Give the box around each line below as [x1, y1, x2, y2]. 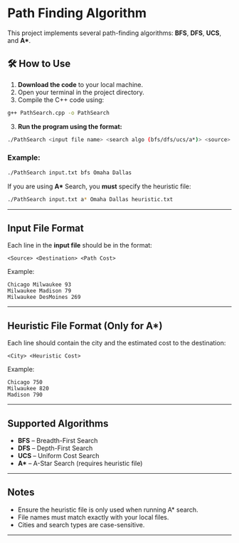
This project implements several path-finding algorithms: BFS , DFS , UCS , [7, 29, 222, 37]
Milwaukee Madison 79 [7, 288, 72, 295]
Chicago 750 [7, 379, 43, 386]
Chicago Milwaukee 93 [7, 281, 72, 288]
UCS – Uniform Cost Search [17, 451, 100, 460]
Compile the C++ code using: [17, 95, 105, 104]
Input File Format [7, 222, 84, 234]
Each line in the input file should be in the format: [7, 241, 153, 250]
